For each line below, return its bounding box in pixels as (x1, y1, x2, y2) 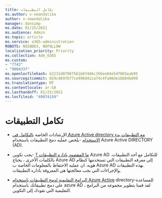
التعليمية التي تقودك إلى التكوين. (12, 188, 72, 194)
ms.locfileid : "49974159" (5, 94, 58, 99)
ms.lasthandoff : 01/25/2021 (5, 90, 63, 95)
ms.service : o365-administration (5, 39, 74, 44)
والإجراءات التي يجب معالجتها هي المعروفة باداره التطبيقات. (12, 167, 121, 173)
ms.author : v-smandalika (5, 12, 56, 17)
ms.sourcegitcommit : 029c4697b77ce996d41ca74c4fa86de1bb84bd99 (5, 76, 138, 81)
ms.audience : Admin (5, 30, 45, 35)
